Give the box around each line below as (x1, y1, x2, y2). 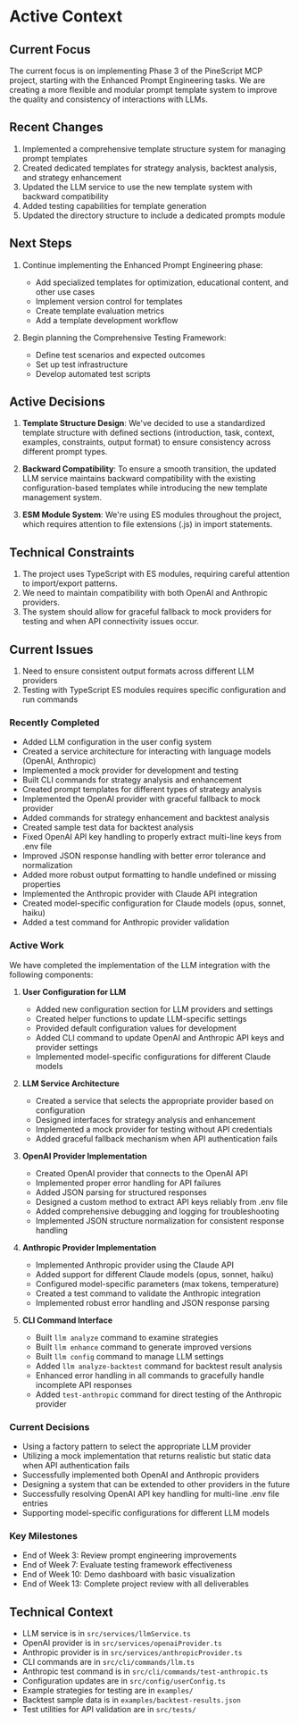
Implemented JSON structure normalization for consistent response (35, 1215, 285, 1225)
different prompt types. (21, 447, 108, 457)
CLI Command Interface (21, 1315, 113, 1326)
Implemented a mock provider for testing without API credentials (35, 1124, 273, 1134)
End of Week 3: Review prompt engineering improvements (21, 1550, 237, 1560)
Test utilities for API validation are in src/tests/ (21, 1704, 196, 1715)
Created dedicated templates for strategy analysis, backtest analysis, (21, 163, 277, 173)
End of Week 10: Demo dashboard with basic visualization (21, 1569, 236, 1580)
